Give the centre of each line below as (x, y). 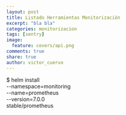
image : (15, 40)
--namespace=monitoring (38, 86)
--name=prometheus (32, 93)
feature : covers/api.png (43, 46)
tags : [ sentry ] (25, 34)
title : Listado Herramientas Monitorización (63, 18)
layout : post (23, 12)
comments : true (25, 51)
